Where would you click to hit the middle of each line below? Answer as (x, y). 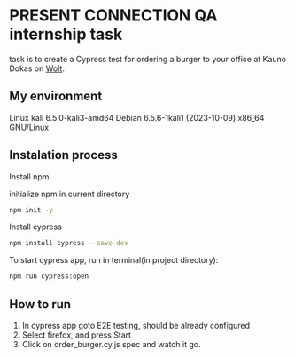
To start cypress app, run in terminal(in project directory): (114, 260)
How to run (40, 304)
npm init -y (31, 210)
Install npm (29, 176)
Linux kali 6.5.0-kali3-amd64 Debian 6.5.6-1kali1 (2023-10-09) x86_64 (137, 117)
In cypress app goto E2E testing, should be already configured (136, 326)
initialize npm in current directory (70, 194)
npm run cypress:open (49, 276)
